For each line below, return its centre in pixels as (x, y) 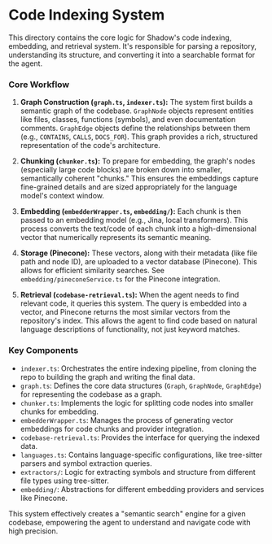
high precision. (33, 531)
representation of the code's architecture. (90, 146)
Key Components (44, 350)
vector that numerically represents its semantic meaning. (116, 237)
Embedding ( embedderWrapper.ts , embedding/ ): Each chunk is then (131, 211)
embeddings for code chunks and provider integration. (112, 429)
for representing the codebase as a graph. (91, 394)
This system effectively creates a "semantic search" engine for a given (127, 513)
